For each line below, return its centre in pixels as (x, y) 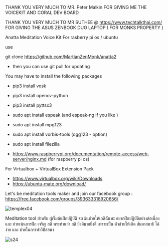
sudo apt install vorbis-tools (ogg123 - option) (60, 134)
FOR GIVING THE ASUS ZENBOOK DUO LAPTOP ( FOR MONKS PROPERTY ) (84, 28)
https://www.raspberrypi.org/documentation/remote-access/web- (81, 154)
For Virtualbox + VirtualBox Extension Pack (49, 169)
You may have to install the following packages (54, 76)
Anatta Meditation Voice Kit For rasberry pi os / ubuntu (62, 37)
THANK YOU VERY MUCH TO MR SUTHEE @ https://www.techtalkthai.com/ (84, 22)
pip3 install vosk (29, 86)
